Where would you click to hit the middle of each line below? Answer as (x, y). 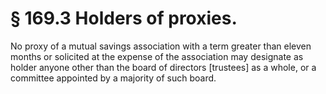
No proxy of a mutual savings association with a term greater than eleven (161, 46)
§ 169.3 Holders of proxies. (124, 18)
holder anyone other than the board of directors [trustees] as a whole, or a (163, 67)
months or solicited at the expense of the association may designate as (157, 56)
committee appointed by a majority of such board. (113, 78)
